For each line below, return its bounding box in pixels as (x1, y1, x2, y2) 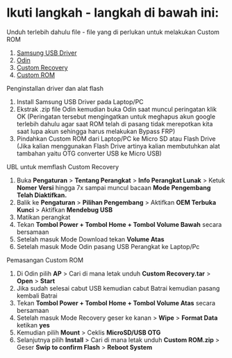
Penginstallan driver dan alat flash (6, 84, 104, 92)
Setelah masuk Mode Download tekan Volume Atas (16, 235, 165, 244)
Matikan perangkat (16, 213, 71, 221)
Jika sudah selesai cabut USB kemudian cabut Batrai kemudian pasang (16, 284, 220, 292)
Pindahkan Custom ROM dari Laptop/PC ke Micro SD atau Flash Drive (16, 134, 216, 143)
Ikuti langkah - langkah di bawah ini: (6, 5, 219, 21)
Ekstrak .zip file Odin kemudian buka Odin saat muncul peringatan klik (16, 105, 217, 113)
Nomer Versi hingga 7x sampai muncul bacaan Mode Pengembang (16, 183, 211, 191)
